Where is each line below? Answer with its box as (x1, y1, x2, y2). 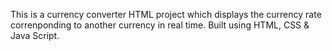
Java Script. (10, 30, 60, 41)
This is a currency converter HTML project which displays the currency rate (10, 9, 322, 20)
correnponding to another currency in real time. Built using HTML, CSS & (10, 19, 310, 31)
